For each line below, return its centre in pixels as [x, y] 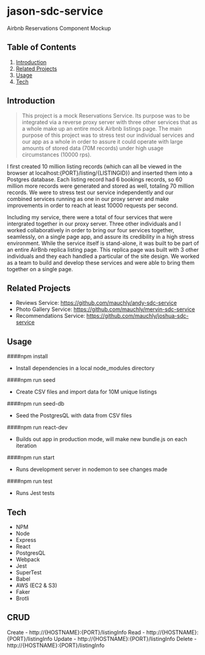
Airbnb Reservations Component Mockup [59, 28]
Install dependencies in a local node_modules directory [85, 368]
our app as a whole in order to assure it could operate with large [102, 141]
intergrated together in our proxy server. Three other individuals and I [94, 224]
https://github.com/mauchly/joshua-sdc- [138, 316]
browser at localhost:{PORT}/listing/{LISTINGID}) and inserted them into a [100, 173]
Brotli [22, 598]
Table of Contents [42, 47]
